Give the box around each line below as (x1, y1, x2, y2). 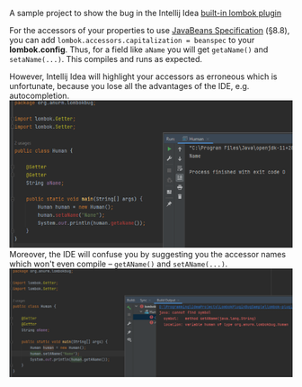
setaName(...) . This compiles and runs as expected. (9, 54, 202, 64)
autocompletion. (9, 90, 70, 101)
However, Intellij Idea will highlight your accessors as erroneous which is (9, 71, 278, 82)
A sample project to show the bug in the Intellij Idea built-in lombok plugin (9, 8, 281, 18)
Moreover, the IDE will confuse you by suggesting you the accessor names (9, 248, 286, 259)
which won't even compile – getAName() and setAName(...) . (9, 258, 228, 269)
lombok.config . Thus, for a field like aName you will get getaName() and (9, 44, 269, 55)
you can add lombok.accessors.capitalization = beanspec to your (9, 35, 255, 45)
